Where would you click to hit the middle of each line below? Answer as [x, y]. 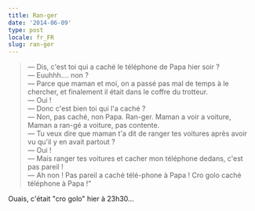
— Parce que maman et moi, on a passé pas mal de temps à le [128, 84]
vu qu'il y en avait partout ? [71, 142]
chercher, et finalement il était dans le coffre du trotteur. [118, 92]
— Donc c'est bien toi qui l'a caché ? [86, 109]
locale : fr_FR [31, 37]
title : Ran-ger [33, 15]
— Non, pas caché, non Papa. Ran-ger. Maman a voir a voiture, [129, 117]
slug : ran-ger [31, 45]
